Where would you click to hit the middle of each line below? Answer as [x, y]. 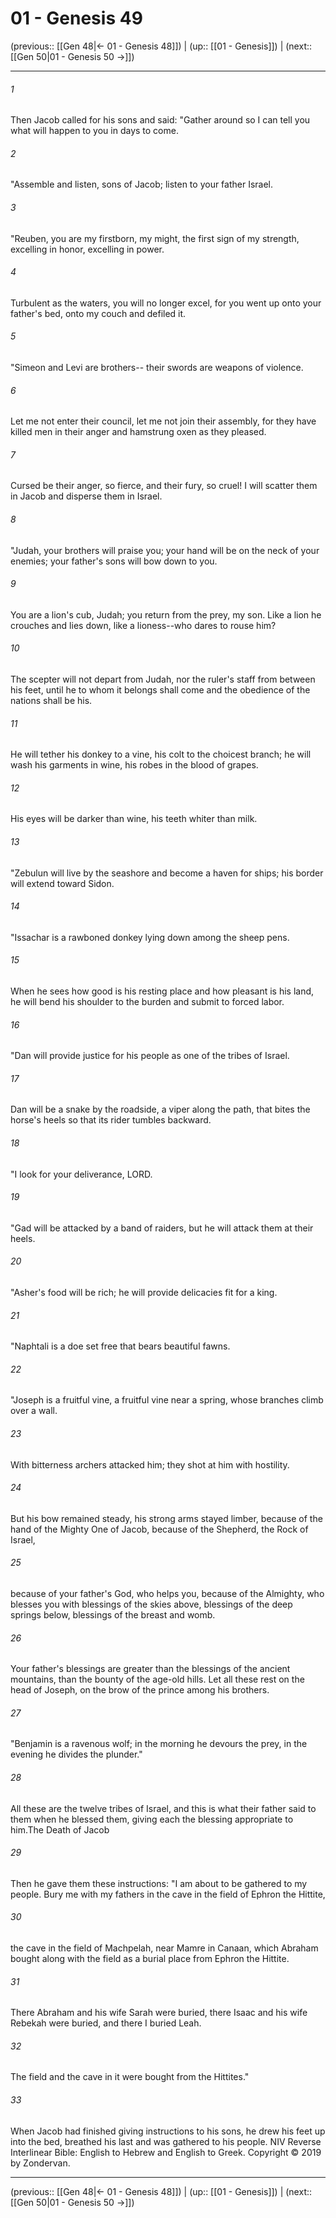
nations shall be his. [51, 700]
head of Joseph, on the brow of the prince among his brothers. [140, 1690]
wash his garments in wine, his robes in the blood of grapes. [134, 765]
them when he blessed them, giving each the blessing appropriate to [152, 1819]
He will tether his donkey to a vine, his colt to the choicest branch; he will [161, 754]
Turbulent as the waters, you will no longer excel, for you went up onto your [166, 303]
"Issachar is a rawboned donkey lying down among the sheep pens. [150, 937]
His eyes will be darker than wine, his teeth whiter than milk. [134, 819]
